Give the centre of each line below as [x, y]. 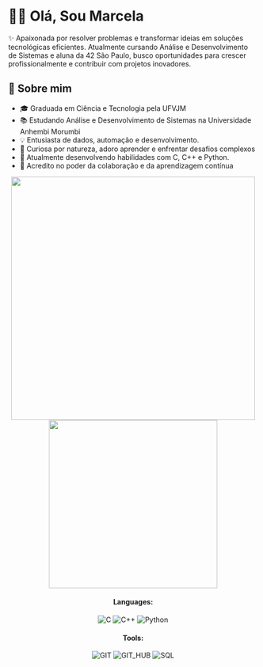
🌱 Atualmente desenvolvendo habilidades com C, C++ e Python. [124, 157]
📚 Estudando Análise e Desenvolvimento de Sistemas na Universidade [135, 120]
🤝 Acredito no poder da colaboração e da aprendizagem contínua [126, 165]
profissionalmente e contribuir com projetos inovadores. [100, 63]
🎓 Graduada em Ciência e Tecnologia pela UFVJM [103, 108]
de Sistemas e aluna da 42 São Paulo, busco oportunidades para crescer [128, 55]
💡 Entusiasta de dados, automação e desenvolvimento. [109, 140]
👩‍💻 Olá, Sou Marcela [76, 16]
